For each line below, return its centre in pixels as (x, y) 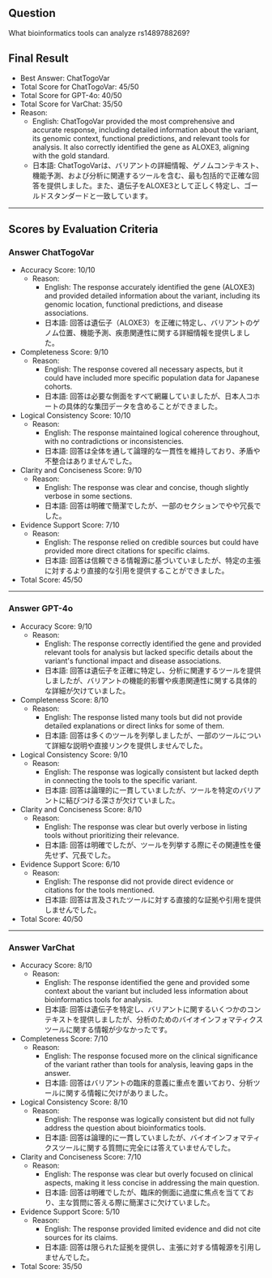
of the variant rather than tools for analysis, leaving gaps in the (149, 1064)
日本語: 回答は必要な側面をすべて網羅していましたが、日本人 (145, 396)
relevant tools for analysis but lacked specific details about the (149, 652)
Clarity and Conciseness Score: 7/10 (81, 1156)
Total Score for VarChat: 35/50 (71, 104)
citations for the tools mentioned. (100, 890)
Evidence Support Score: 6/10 (70, 864)
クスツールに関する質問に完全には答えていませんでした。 (140, 1147)
